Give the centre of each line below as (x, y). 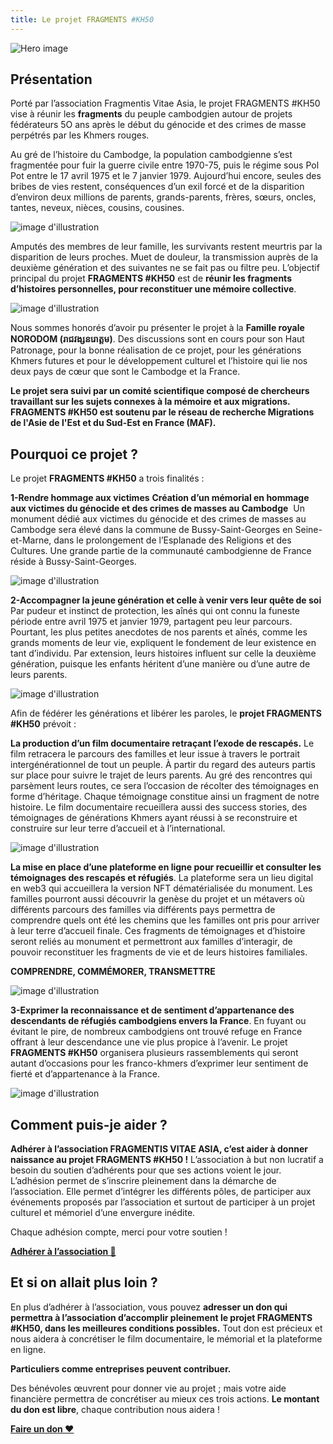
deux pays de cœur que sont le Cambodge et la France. (125, 372)
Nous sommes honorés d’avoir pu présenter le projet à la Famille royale (157, 328)
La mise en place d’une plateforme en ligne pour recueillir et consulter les (166, 867)
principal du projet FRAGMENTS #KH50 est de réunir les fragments (151, 278)
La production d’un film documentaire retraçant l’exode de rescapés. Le (162, 743)
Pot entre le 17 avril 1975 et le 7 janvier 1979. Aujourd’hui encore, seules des (166, 176)
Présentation (51, 79)
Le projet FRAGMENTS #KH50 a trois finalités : (107, 478)
